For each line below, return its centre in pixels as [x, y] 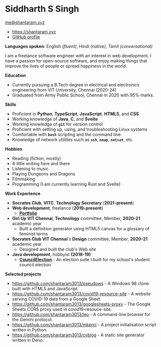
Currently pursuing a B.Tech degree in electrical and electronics [75, 85]
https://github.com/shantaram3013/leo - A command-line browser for [81, 314]
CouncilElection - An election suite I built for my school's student [84, 259]
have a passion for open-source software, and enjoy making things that [76, 61]
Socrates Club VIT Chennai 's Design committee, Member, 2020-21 [80, 239]
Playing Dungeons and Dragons [44, 173]
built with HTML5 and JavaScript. [45, 288]
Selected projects [23, 274]
